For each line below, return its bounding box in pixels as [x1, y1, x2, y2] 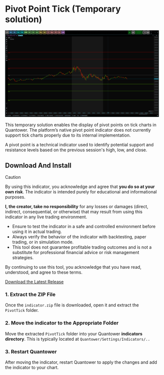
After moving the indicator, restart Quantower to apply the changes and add [5, 359, 157, 365]
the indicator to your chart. [5, 364, 59, 370]
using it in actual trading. [12, 229, 62, 234]
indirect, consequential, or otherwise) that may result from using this [5, 209, 143, 215]
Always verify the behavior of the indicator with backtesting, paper [12, 234, 146, 240]
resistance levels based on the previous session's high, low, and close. [5, 147, 147, 153]
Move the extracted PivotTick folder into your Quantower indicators [5, 330, 143, 336]
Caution [5, 174, 21, 180]
